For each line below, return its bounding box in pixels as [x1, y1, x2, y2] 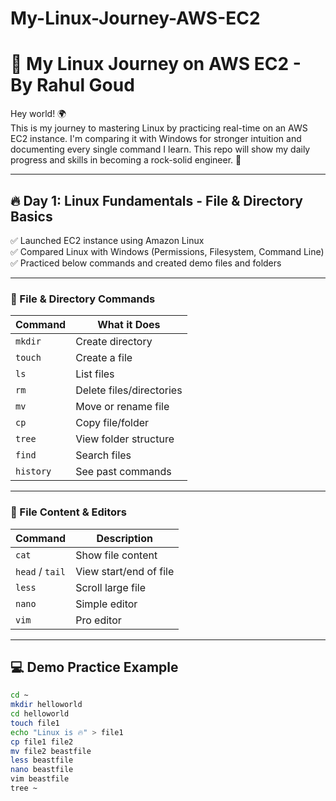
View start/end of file [75, 564, 175, 578]
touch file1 [10, 718, 60, 728]
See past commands [75, 465, 172, 479]
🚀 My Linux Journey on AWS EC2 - [10, 53, 302, 76]
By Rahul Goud [10, 74, 135, 97]
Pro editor [75, 613, 122, 627]
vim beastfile [10, 774, 70, 784]
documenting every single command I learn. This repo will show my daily [10, 143, 311, 156]
